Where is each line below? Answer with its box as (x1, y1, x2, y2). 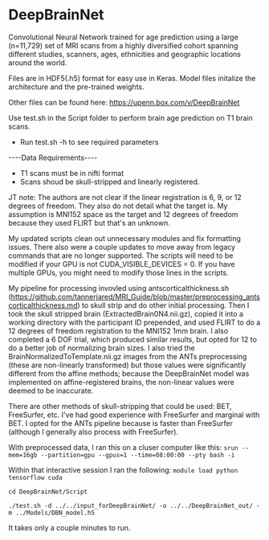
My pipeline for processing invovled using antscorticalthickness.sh (8, 283, 230, 292)
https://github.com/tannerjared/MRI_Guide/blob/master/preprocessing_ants (10, 292, 261, 301)
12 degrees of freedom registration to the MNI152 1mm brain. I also (8, 325, 229, 335)
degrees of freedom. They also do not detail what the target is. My (8, 201, 228, 211)
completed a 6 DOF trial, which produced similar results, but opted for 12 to (8, 334, 257, 344)
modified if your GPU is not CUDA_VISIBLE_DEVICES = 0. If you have (8, 259, 235, 268)
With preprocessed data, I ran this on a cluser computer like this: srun (8, 442, 238, 452)
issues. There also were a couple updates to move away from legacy (8, 242, 235, 252)
